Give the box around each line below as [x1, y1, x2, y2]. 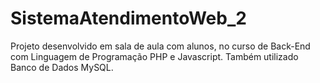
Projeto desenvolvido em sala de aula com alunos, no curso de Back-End [10, 40, 311, 52]
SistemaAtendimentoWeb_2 [10, 7, 247, 30]
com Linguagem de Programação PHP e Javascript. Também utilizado [10, 50, 299, 62]
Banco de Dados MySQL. [10, 61, 114, 73]
